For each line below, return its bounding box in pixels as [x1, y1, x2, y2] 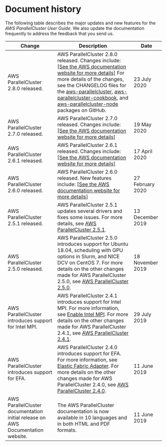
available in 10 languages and [57, 414, 127, 421]
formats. [57, 427, 77, 434]
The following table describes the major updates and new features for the [5, 20, 156, 26]
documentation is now [57, 408, 109, 415]
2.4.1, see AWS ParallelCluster [57, 330, 129, 336]
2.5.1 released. [7, 220, 43, 227]
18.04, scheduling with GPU [57, 246, 123, 253]
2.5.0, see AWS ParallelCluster [57, 278, 129, 285]
